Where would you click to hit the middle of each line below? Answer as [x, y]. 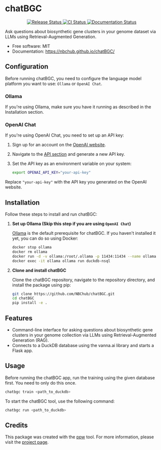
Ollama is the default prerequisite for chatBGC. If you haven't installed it [84, 233]
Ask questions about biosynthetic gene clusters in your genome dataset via [80, 31]
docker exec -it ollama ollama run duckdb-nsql [61, 261]
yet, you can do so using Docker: [45, 238]
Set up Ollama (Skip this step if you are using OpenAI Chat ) [72, 224]
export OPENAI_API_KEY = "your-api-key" [51, 173]
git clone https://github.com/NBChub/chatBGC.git [63, 294]
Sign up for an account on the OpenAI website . [59, 145]
